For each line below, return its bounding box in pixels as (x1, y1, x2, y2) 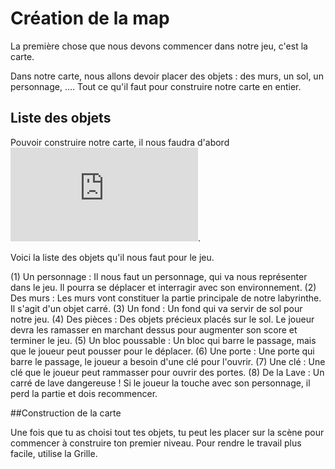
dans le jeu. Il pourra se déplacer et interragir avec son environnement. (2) (10, 281, 317, 293)
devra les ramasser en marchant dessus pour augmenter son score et (10, 323, 298, 336)
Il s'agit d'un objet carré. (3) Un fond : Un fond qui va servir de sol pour (10, 302, 303, 314)
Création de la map (10, 7, 170, 30)
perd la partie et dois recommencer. (10, 387, 158, 399)
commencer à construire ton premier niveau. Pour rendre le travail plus (10, 437, 302, 449)
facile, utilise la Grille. (10, 447, 98, 459)
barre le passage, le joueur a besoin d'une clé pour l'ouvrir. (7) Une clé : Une (10, 355, 326, 367)
